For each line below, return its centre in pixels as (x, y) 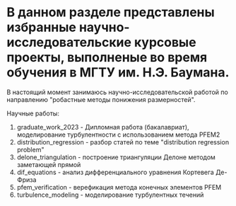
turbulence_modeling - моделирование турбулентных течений (110, 195)
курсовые (165, 42)
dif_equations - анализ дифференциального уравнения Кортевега (116, 172)
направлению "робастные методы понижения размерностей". (101, 99)
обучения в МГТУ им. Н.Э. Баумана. (118, 73)
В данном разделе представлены (111, 12)
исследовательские (69, 42)
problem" (30, 149)
